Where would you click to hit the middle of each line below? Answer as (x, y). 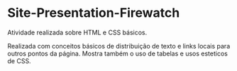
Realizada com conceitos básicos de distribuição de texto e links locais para (119, 46)
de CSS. (19, 60)
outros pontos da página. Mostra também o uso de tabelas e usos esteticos (118, 53)
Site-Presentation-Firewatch (94, 13)
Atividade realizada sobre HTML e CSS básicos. (77, 32)
